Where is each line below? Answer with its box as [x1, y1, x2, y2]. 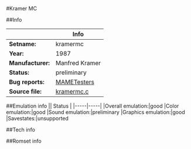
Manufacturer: [9, 59, 50, 67]
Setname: [9, 40, 36, 48]
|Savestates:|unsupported [6, 115, 69, 122]
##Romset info [6, 137, 42, 144]
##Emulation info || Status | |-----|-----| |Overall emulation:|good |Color [6, 102, 179, 109]
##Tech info [6, 126, 35, 133]
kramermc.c [55, 88, 89, 95]
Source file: [9, 88, 42, 95]
